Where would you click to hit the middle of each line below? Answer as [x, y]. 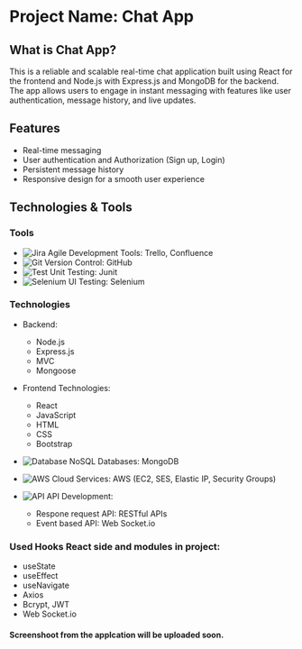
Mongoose [56, 370]
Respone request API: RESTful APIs [101, 513]
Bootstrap [54, 443]
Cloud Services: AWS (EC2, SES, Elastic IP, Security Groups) [164, 479]
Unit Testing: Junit [83, 271]
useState [39, 566]
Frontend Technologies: [66, 388]
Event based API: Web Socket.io [96, 523]
